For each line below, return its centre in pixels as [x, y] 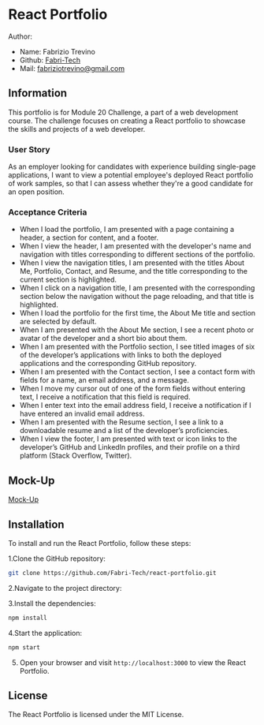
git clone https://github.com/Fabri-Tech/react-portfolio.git [112, 573]
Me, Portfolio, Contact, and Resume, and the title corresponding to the [134, 271]
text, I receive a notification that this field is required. [105, 397]
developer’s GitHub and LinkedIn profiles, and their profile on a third [130, 447]
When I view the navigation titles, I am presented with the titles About [132, 263]
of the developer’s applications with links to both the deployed [121, 355]
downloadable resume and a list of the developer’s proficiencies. [125, 431]
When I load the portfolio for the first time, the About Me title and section [138, 313]
